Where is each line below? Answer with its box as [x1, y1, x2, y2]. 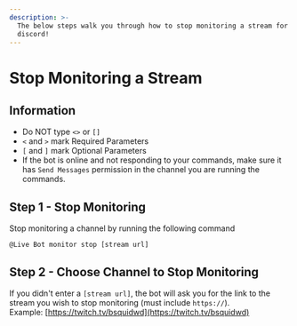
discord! [17, 29, 50, 38]
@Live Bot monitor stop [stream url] [9, 241, 149, 250]
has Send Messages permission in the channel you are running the [21, 164, 261, 175]
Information [9, 103, 76, 118]
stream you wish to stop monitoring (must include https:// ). [9, 298, 230, 307]
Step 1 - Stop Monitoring [9, 199, 147, 214]
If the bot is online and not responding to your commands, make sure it [21, 155, 282, 165]
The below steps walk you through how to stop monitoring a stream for [17, 21, 289, 30]
